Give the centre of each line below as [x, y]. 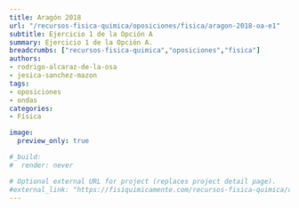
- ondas [24, 100]
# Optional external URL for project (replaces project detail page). [143, 181]
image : [21, 133]
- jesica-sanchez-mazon [53, 76]
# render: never [41, 165]
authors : [25, 59]
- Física [25, 116]
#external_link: [39, 189]
